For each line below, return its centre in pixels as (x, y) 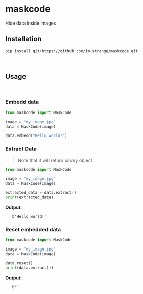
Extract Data (21, 149)
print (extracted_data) (29, 197)
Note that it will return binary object (55, 160)
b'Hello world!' (29, 217)
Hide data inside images (31, 23)
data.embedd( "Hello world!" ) (36, 136)
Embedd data (22, 102)
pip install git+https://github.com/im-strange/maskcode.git (72, 51)
